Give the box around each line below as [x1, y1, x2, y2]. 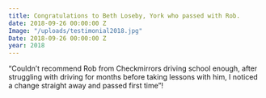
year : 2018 [8, 42, 45, 50]
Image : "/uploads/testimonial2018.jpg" [8, 27, 143, 35]
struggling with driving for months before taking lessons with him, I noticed [8, 72, 259, 82]
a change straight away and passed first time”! [8, 81, 164, 91]
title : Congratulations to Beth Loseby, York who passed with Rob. [8, 11, 241, 20]
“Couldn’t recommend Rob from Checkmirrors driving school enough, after [8, 63, 258, 73]
